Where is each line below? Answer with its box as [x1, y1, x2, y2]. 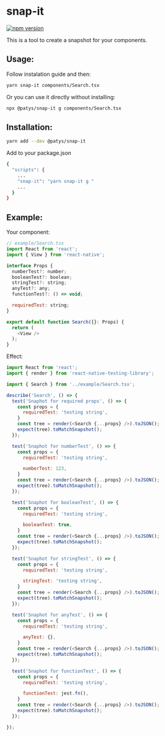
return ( [12, 324, 34, 331]
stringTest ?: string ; [12, 280, 67, 286]
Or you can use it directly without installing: [6, 93, 116, 100]
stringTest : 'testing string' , [22, 578, 103, 584]
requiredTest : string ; [12, 302, 70, 308]
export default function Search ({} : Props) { [6, 319, 124, 325]
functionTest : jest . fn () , [22, 690, 89, 697]
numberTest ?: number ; [12, 268, 67, 275]
